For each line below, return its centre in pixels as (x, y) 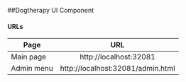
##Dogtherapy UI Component (51, 10)
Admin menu (32, 69)
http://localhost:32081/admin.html (117, 69)
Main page (29, 57)
